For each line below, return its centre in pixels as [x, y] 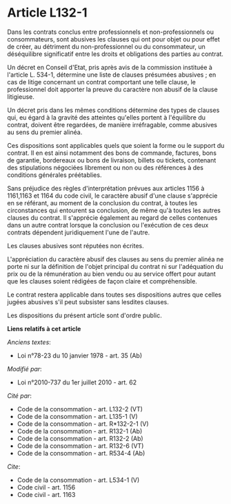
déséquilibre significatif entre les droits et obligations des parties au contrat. [115, 54]
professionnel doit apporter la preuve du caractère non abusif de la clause [113, 89]
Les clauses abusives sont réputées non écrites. [76, 245]
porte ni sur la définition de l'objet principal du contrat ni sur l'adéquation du [115, 266]
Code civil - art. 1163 [46, 494]
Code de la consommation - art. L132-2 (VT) [80, 409]
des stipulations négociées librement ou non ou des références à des [105, 167]
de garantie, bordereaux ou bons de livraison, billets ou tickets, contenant [112, 160]
